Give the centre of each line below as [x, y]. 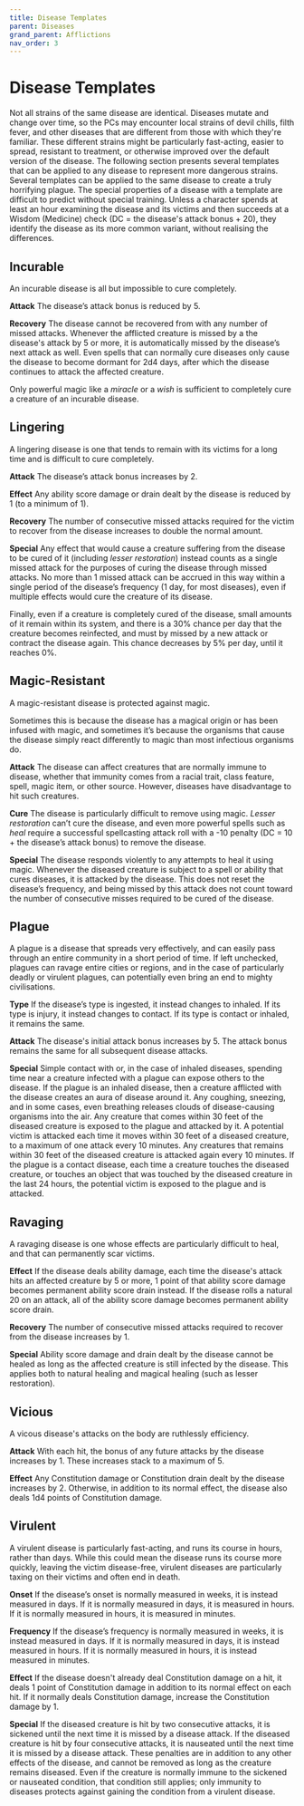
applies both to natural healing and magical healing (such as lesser [134, 1374]
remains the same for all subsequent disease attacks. [109, 1051]
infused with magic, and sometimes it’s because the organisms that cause [147, 729]
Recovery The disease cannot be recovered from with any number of [139, 324]
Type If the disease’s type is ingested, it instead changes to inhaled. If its [145, 1004]
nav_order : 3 [34, 43]
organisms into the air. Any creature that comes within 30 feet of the [137, 1116]
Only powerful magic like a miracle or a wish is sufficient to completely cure [151, 389]
